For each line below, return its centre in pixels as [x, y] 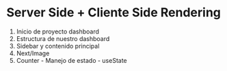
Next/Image [33, 53]
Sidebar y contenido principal [58, 46]
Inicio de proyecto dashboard [58, 31]
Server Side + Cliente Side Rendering [114, 13]
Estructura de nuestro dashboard [63, 38]
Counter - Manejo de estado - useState [71, 60]
